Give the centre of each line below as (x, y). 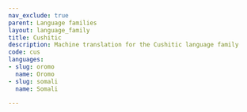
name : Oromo (35, 74)
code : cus (25, 52)
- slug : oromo (32, 67)
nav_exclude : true (38, 15)
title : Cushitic (35, 37)
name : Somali (37, 89)
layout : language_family (49, 30)
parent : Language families (53, 23)
